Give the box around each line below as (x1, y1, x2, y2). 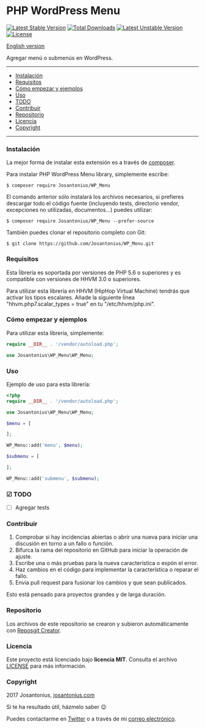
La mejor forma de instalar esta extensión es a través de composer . (6, 159, 176, 166)
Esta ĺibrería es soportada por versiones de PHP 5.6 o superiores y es (6, 269, 181, 276)
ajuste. (15, 553, 32, 560)
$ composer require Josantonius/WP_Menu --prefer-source (6, 218, 154, 224)
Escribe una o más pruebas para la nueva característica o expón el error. (15, 560, 198, 567)
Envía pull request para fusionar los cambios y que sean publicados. (15, 579, 187, 587)
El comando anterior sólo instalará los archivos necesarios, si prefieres (6, 193, 184, 201)
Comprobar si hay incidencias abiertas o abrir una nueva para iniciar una (15, 533, 198, 541)
